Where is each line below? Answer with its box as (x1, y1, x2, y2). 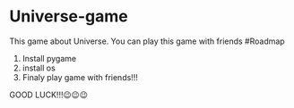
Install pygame (22, 53, 77, 63)
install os (22, 62, 56, 73)
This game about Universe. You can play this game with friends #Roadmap (9, 36, 285, 46)
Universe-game (9, 6, 128, 27)
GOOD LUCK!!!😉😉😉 (9, 89, 88, 100)
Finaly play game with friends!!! (22, 71, 139, 82)
